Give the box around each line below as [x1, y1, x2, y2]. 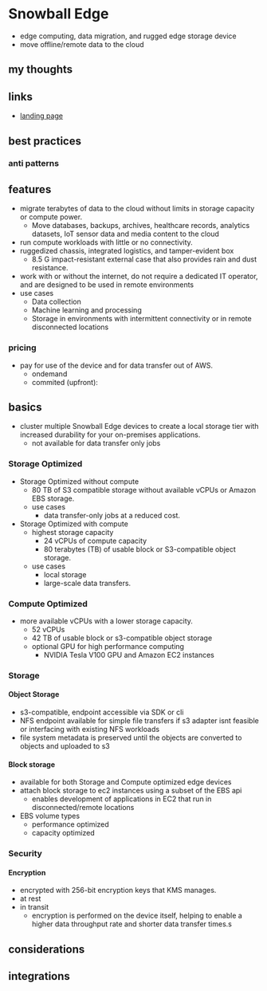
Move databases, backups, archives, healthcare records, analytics [31, 221, 250, 230]
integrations [8, 969, 70, 983]
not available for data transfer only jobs [31, 438, 161, 448]
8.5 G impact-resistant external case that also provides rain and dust [31, 254, 257, 264]
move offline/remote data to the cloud [19, 39, 144, 49]
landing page [19, 111, 64, 120]
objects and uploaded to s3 [19, 741, 110, 751]
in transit [19, 903, 49, 912]
